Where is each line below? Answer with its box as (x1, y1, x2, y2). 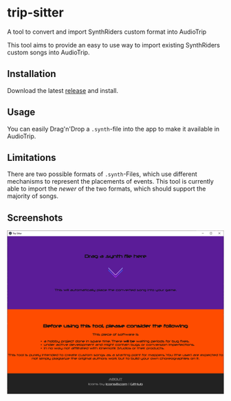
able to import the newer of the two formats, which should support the (7, 184, 206, 193)
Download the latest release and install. (7, 86, 119, 94)
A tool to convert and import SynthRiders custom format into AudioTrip (7, 28, 207, 36)
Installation (7, 68, 56, 80)
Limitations (7, 151, 56, 163)
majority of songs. (7, 192, 58, 200)
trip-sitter (7, 5, 64, 21)
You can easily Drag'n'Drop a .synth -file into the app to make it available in (7, 124, 220, 133)
